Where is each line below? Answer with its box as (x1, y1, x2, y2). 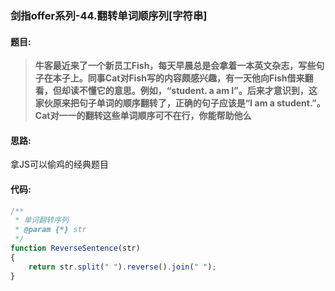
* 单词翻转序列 (14, 215, 69, 226)
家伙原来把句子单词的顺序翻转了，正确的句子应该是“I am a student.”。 (34, 97, 326, 109)
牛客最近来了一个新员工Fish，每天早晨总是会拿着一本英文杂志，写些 (34, 60, 317, 72)
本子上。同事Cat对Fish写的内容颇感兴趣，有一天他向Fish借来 (52, 72, 305, 84)
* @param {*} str (14, 225, 87, 235)
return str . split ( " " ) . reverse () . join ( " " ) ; (28, 262, 217, 272)
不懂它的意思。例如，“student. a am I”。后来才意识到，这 (78, 85, 318, 97)
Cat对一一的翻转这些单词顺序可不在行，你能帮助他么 (34, 110, 252, 122)
